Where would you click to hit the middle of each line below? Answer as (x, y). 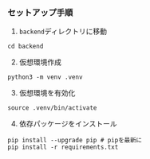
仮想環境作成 (40, 62)
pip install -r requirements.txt (63, 147)
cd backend (26, 47)
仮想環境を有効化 (47, 93)
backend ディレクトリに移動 (63, 31)
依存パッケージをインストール (68, 124)
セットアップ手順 (40, 12)
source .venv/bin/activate (52, 108)
